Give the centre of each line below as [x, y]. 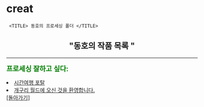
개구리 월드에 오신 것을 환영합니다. [55, 90]
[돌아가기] [18, 97]
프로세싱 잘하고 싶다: [37, 69]
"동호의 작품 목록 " [102, 46]
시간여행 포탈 [30, 82]
